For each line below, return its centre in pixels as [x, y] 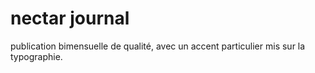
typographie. [36, 56]
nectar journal [70, 18]
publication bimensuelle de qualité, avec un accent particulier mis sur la [158, 46]
